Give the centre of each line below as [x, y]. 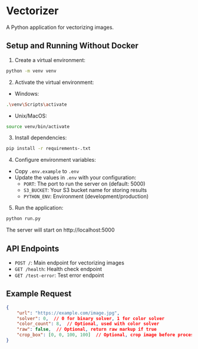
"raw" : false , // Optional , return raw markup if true [87, 330]
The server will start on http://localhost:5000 [60, 230]
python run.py [24, 219]
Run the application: [39, 208]
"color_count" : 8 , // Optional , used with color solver [88, 324]
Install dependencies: [41, 138]
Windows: [27, 93]
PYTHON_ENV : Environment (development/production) [86, 197]
